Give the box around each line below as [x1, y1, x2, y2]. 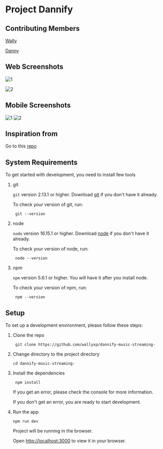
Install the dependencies [12, 370, 65, 376]
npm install [15, 380, 41, 385]
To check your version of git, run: [12, 201, 83, 208]
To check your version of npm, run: [12, 285, 87, 291]
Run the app [12, 409, 39, 415]
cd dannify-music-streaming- [12, 361, 75, 366]
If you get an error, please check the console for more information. [12, 389, 154, 395]
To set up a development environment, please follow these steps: [5, 322, 143, 328]
